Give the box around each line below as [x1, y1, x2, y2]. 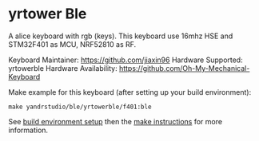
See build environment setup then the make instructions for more [8, 116, 222, 126]
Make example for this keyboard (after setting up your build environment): [8, 87, 252, 96]
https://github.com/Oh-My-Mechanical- [118, 63, 250, 72]
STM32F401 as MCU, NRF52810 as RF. [8, 39, 137, 49]
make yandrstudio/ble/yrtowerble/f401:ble [8, 103, 152, 111]
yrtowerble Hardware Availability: [8, 63, 118, 72]
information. [8, 125, 49, 135]
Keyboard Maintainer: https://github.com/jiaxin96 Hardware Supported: [8, 55, 243, 65]
